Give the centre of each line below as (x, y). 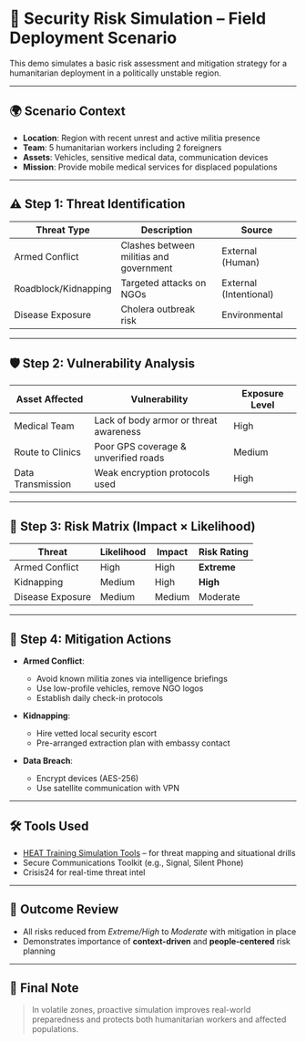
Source (257, 230)
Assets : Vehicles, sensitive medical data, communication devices (145, 157)
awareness (117, 432)
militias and (145, 256)
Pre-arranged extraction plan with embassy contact (133, 743)
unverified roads (129, 458)
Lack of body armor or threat (156, 420)
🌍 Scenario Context (67, 112)
